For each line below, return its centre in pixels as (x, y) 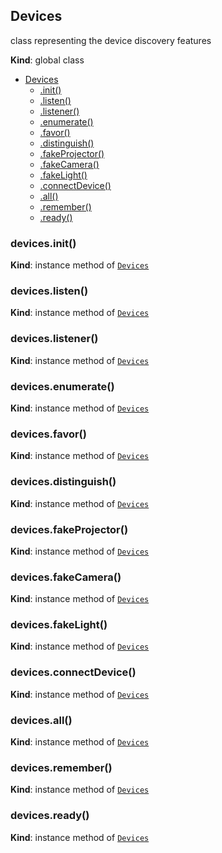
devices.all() (41, 720)
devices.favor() (48, 434)
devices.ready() (50, 816)
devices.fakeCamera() (66, 577)
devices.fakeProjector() (69, 529)
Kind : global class (47, 60)
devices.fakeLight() (59, 625)
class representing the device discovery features (111, 40)
